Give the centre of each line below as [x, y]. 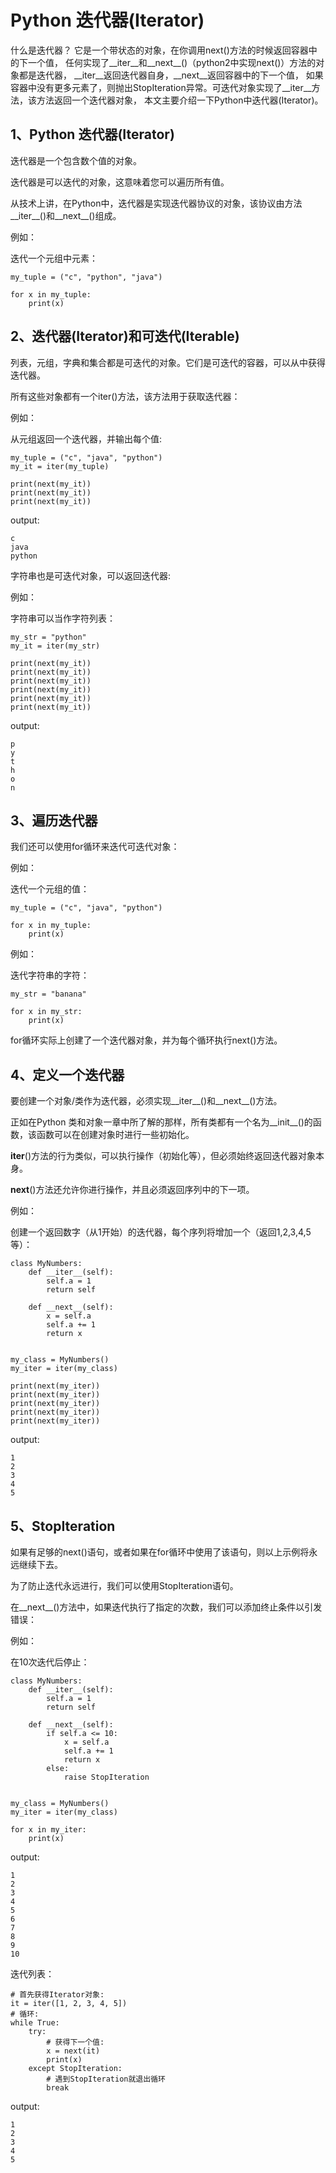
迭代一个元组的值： [50, 889]
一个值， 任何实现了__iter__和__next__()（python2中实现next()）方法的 [172, 62]
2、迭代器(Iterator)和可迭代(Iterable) [125, 336]
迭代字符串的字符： [50, 975]
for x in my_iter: [48, 1830]
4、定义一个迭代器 [67, 1074]
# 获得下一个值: [75, 2042]
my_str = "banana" [48, 994]
